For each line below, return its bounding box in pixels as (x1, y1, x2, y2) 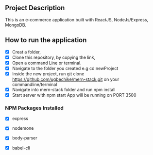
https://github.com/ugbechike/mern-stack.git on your (12, 76, 119, 82)
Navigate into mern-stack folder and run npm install (12, 86, 116, 92)
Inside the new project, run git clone (12, 70, 85, 77)
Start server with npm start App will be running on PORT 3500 (12, 92, 136, 98)
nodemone (12, 125, 34, 131)
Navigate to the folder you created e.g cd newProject (12, 65, 119, 71)
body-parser (12, 135, 37, 141)
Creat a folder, (12, 49, 41, 55)
